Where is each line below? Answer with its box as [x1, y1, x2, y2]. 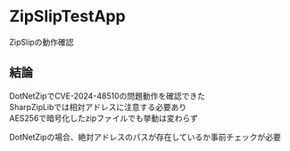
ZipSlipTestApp [9, 6, 127, 27]
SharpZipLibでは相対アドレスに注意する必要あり [9, 101, 187, 112]
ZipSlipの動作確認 [9, 36, 74, 47]
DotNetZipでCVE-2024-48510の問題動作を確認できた [9, 91, 206, 101]
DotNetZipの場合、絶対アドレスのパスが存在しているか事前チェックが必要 [9, 131, 281, 142]
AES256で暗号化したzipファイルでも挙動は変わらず [9, 113, 198, 123]
